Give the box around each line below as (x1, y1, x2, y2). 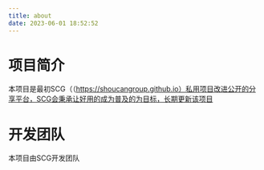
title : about (8, 11, 52, 20)
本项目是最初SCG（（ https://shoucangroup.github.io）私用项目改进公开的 (8, 84, 250, 94)
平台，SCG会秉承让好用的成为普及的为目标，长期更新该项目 (14, 94, 213, 104)
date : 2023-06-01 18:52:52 (8, 19, 99, 27)
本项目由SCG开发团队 (8, 153, 80, 163)
